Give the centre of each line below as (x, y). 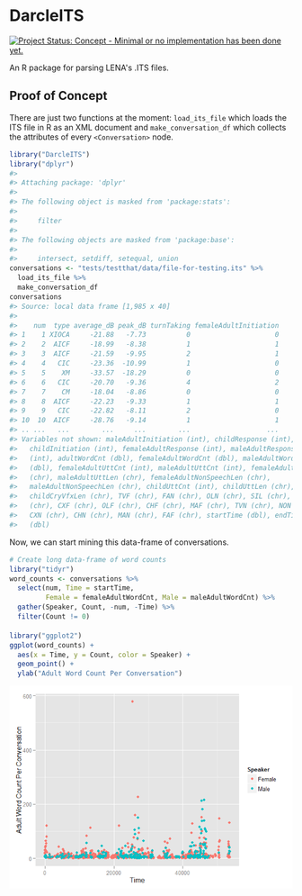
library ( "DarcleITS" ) (50, 154)
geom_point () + (46, 664)
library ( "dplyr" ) (42, 164)
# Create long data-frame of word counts (88, 559)
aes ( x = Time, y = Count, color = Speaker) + (104, 655)
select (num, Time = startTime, (76, 588)
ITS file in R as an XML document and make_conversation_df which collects (148, 127)
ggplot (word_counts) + (52, 645)
